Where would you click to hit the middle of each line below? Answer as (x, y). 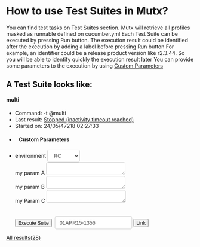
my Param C (30, 200)
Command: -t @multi (41, 113)
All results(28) (24, 237)
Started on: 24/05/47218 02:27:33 (57, 126)
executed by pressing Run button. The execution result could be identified (97, 40)
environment (30, 155)
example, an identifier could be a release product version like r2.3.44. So (96, 53)
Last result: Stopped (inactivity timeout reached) (74, 119)
